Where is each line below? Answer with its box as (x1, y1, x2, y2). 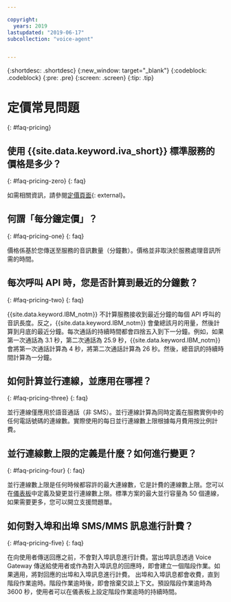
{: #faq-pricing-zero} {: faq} (7, 177, 86, 185)
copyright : (7, 16, 38, 23)
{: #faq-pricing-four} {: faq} (7, 467, 85, 475)
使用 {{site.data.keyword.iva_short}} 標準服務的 (7, 145, 215, 157)
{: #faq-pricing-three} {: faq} (7, 394, 88, 402)
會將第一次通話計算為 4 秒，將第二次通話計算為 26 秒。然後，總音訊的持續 (7, 344, 219, 353)
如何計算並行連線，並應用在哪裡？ (7, 376, 152, 387)
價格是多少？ (7, 158, 62, 170)
